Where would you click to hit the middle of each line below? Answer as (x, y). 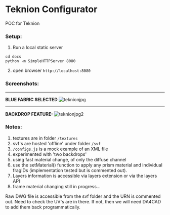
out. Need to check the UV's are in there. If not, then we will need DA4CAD (83, 201)
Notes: (14, 127)
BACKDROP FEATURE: (29, 114)
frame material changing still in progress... (56, 186)
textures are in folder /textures (45, 138)
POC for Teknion (23, 23)
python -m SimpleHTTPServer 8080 (40, 61)
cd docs (13, 57)
